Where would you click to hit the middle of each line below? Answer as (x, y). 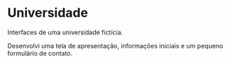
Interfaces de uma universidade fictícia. (65, 32)
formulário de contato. (40, 53)
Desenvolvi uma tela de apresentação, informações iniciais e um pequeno (115, 45)
